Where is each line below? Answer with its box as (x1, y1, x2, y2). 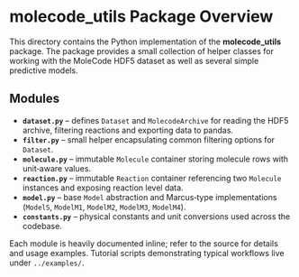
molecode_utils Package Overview (9, 6, 274, 27)
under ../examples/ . (9, 257, 85, 268)
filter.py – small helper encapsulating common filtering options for (22, 134, 276, 145)
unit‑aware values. (22, 162, 92, 173)
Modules (9, 91, 60, 106)
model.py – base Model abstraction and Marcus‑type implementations (22, 191, 277, 202)
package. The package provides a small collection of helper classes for (9, 45, 275, 56)
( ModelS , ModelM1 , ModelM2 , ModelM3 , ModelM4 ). (22, 201, 186, 212)
